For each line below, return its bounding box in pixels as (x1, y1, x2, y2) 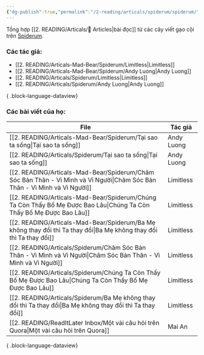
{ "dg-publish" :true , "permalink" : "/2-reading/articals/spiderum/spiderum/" (6, 9, 200, 15)
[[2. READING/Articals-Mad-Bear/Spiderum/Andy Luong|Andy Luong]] (15, 67, 191, 75)
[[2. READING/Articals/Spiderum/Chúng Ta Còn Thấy (9, 269, 161, 277)
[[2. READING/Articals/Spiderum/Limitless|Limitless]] (15, 74, 148, 81)
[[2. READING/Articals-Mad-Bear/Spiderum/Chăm (9, 168, 155, 177)
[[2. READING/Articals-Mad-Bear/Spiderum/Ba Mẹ (9, 218, 156, 227)
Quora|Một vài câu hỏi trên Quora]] (9, 326, 110, 335)
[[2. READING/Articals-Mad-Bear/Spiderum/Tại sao (9, 133, 158, 142)
